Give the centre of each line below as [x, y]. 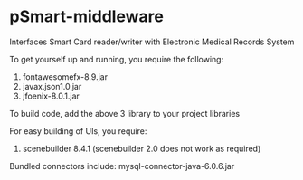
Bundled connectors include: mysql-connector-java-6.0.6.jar [122, 166]
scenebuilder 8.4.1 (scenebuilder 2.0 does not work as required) [142, 148]
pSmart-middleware [87, 17]
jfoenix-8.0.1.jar [51, 96]
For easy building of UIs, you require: [78, 131]
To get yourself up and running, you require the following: [117, 59]
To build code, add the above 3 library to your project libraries [125, 113]
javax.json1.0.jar [52, 86]
